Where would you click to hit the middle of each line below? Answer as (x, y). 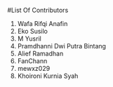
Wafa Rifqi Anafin (42, 24)
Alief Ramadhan (40, 53)
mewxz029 (34, 68)
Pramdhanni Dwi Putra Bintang (62, 46)
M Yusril (29, 39)
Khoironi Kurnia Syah (48, 76)
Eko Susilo (32, 31)
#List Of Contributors (38, 10)
